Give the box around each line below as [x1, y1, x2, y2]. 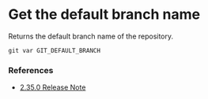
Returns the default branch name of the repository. [8, 31, 174, 41]
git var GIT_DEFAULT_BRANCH [8, 46, 101, 54]
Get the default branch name [8, 5, 200, 24]
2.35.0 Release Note [19, 82, 86, 92]
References [8, 64, 54, 75]
